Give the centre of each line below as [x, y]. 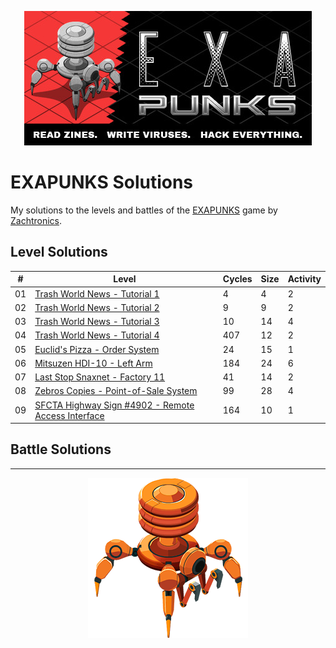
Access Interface [69, 415]
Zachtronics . [36, 220]
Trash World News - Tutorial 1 [97, 293]
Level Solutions [59, 252]
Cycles [237, 279]
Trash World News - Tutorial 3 [97, 321]
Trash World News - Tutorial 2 [97, 307]
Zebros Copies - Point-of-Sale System [116, 391]
